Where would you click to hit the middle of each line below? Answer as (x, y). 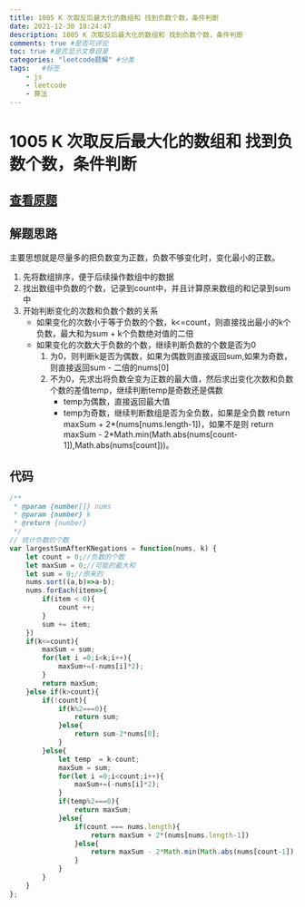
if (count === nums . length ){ (127, 826)
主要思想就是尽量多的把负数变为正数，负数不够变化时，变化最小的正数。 (144, 257)
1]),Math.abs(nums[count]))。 (118, 444)
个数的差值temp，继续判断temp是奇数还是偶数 (137, 390)
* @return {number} (50, 523)
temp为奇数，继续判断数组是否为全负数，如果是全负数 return (177, 413)
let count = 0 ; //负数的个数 (75, 557)
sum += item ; (67, 624)
